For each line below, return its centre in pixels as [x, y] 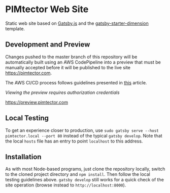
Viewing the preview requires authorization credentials [63, 92]
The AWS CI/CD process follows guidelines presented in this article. [76, 82]
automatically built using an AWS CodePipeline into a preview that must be [83, 62]
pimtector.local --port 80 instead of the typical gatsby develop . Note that [84, 135]
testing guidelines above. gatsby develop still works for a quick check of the [84, 180]
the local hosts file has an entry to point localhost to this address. [74, 141]
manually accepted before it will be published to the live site [68, 67]
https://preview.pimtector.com [37, 102]
